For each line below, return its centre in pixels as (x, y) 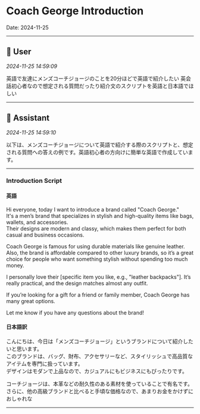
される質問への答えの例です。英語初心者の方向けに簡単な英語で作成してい (97, 152)
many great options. (31, 301)
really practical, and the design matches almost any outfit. (77, 283)
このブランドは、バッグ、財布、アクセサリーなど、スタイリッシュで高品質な (100, 356)
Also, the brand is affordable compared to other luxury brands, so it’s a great (100, 253)
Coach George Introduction (75, 11)
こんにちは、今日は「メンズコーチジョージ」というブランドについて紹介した (100, 341)
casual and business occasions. (45, 235)
